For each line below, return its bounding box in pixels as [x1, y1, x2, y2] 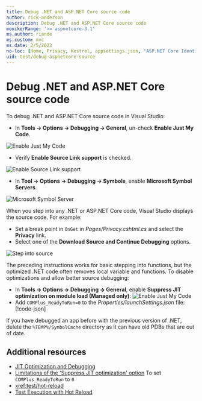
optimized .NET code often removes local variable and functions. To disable [6, 268, 194, 275]
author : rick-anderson [6, 14, 63, 21]
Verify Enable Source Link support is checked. [14, 154, 132, 161]
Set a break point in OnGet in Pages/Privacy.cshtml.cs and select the [14, 225, 183, 232]
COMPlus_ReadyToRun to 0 [14, 376, 75, 383]
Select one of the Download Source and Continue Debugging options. [14, 238, 191, 245]
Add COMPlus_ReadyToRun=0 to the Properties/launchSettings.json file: [14, 298, 185, 306]
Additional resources [6, 347, 87, 357]
